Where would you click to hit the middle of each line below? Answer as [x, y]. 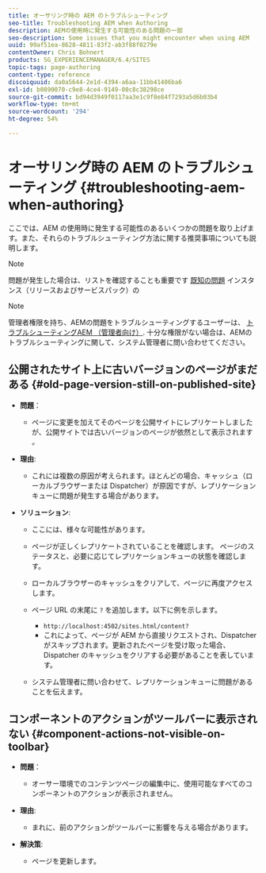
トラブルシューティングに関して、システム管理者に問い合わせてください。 [129, 342]
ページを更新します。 [66, 861]
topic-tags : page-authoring [55, 68]
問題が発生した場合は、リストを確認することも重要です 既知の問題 [117, 280]
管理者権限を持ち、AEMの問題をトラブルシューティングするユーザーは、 [127, 322]
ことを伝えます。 [59, 691]
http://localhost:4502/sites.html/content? [116, 626]
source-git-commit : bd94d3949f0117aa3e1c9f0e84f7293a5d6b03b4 [113, 97]
